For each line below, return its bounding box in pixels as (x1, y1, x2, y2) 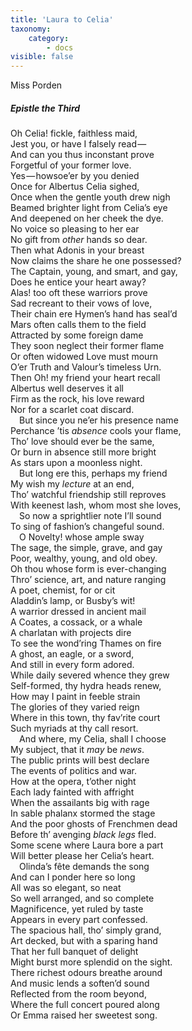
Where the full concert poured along (10, 999, 160, 1011)
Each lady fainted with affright (10, 786, 135, 798)
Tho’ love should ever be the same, (10, 436, 155, 448)
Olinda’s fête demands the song (19, 861, 150, 873)
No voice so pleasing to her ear (10, 223, 140, 235)
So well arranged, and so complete (10, 892, 155, 905)
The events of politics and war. (10, 765, 138, 777)
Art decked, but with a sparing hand (10, 935, 158, 947)
